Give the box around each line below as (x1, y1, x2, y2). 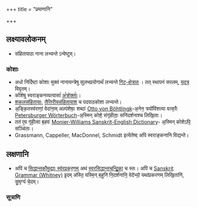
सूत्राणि (6, 193, 21, 201)
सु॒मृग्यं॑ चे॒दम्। (14, 178, 40, 185)
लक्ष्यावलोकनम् (6, 34, 46, 44)
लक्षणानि (6, 149, 29, 159)
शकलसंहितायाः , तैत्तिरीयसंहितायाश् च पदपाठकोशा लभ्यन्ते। (14, 98, 122, 106)
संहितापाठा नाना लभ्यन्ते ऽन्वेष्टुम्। (14, 50, 76, 57)
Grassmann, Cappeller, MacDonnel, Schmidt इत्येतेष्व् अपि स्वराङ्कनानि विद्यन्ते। (14, 132, 189, 139)
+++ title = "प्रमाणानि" (6, 6, 53, 12)
